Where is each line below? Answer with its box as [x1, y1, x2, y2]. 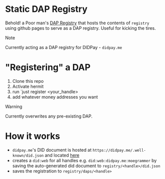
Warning [5, 103, 22, 110]
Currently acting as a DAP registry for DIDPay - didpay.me [5, 44, 122, 50]
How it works [5, 130, 60, 142]
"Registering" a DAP [5, 62, 91, 73]
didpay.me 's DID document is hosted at [12, 147, 92, 153]
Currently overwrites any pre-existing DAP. [5, 113, 93, 119]
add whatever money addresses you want [12, 94, 98, 100]
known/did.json [12, 153, 44, 158]
